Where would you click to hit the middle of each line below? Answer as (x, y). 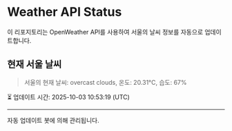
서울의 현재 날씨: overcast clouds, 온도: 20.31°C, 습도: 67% (106, 82)
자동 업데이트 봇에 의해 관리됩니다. (53, 120)
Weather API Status (65, 12)
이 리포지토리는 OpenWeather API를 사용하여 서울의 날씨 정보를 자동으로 (105, 32)
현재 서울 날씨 (35, 64)
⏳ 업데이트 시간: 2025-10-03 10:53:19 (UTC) (68, 97)
